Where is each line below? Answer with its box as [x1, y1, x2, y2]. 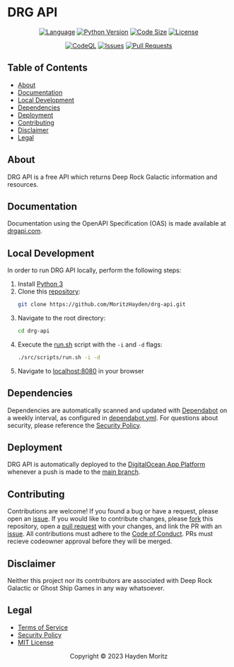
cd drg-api [17, 327, 50, 335]
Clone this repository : [17, 287, 81, 296]
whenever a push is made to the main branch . [7, 468, 141, 476]
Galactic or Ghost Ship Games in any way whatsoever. [7, 584, 165, 593]
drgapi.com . [7, 227, 42, 236]
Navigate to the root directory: [17, 314, 106, 323]
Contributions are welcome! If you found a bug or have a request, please [7, 507, 218, 516]
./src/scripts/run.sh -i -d [17, 354, 100, 361]
